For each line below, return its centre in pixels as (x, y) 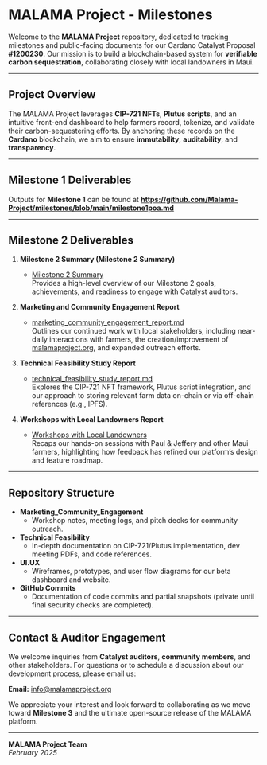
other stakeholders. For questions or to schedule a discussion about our (126, 665)
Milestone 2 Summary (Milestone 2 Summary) (97, 260)
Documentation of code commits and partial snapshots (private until (143, 597)
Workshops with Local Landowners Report (92, 420)
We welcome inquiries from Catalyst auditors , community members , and (129, 657)
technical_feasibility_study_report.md (92, 379)
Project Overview (52, 94)
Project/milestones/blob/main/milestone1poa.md (91, 208)
